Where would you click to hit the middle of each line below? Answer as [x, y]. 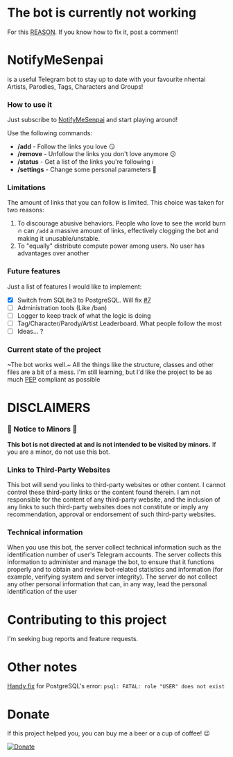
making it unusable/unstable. [59, 239]
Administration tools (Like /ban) [62, 307]
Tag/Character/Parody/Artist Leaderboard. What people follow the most [119, 323]
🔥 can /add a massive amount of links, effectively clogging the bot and [118, 231]
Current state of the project [54, 350]
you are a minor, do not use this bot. [59, 452]
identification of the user [42, 592]
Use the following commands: [50, 133]
